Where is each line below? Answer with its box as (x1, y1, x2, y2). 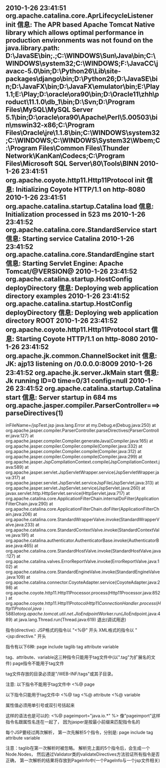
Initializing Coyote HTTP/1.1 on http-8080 (15, 185, 146, 194)
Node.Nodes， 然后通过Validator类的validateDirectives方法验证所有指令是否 (5, 751, 160, 757)
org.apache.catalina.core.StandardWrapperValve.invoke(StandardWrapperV (5, 516, 160, 522)
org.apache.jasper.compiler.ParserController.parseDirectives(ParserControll (5, 427, 159, 433)
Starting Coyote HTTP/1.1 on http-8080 (15, 335, 138, 343)
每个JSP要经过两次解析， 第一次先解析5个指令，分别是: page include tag (5, 729, 153, 735)
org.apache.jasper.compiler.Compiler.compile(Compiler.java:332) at (5, 443, 142, 449)
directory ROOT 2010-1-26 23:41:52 (5, 316, 118, 325)
